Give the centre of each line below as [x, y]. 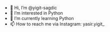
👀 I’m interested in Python [36, 13]
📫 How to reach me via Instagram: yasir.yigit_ [57, 24]
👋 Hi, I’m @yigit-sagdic [33, 8]
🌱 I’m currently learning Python [42, 18]
